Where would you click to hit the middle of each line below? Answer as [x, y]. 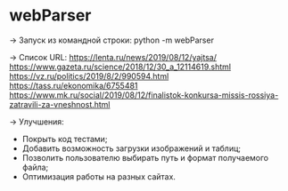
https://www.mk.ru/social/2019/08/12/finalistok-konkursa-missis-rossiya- [144, 95]
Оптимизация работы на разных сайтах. [99, 176]
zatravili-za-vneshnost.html [60, 104]
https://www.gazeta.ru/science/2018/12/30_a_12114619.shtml [120, 67]
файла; [35, 167]
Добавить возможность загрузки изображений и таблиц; [132, 148]
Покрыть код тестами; [65, 139]
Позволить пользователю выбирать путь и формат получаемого [145, 157]
